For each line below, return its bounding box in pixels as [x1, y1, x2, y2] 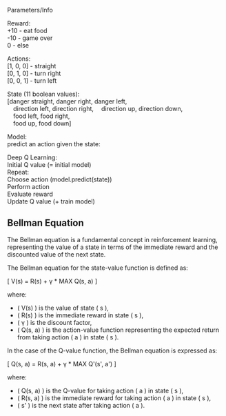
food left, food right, [13, 112, 70, 120]
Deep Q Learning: [7, 153, 57, 161]
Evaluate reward [7, 190, 54, 198]
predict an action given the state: [7, 140, 101, 148]
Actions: [7, 55, 31, 63]
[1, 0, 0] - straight [7, 62, 56, 70]
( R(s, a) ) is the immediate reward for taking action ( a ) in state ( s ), [17, 393, 212, 402]
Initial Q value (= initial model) [7, 161, 92, 168]
